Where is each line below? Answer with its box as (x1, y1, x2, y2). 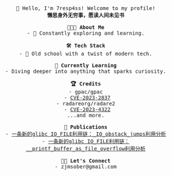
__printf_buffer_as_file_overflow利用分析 (26, 145, 146, 152)
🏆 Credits (70, 80, 102, 87)
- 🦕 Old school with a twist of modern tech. (19, 50, 153, 57)
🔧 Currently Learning (54, 62, 117, 69)
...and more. (67, 112, 104, 119)
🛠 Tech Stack (66, 42, 106, 49)
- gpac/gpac (68, 89, 103, 95)
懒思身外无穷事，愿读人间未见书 (47, 12, 124, 18)
